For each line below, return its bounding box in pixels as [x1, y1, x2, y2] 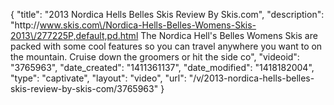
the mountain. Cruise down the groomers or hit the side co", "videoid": [10, 51, 300, 63]
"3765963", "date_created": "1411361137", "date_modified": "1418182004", [10, 62, 315, 73]
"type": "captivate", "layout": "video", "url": [10, 72, 187, 84]
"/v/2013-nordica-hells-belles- [188, 72, 315, 84]
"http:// [10, 19, 40, 31]
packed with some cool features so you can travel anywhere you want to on [10, 40, 323, 52]
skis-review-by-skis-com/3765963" [10, 83, 159, 94]
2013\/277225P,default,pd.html [10, 30, 139, 41]
